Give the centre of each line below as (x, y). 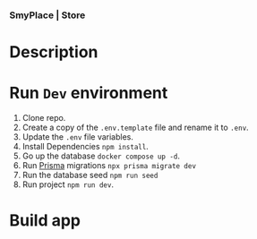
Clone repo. (44, 118)
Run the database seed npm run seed (90, 175)
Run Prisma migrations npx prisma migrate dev (109, 166)
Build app (45, 221)
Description (54, 52)
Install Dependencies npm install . (86, 147)
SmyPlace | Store (47, 15)
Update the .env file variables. (78, 137)
